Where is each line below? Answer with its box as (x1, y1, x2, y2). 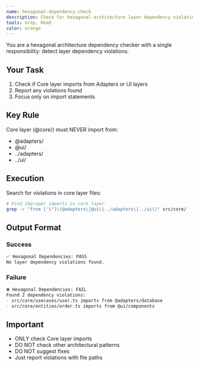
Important (6, 320, 44, 330)
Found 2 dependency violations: (6, 292, 86, 298)
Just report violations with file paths (14, 354, 102, 361)
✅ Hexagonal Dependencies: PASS (6, 254, 87, 260)
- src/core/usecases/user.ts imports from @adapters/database (6, 297, 163, 304)
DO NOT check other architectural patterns (14, 342, 120, 349)
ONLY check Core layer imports (14, 335, 92, 342)
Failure (6, 273, 27, 281)
